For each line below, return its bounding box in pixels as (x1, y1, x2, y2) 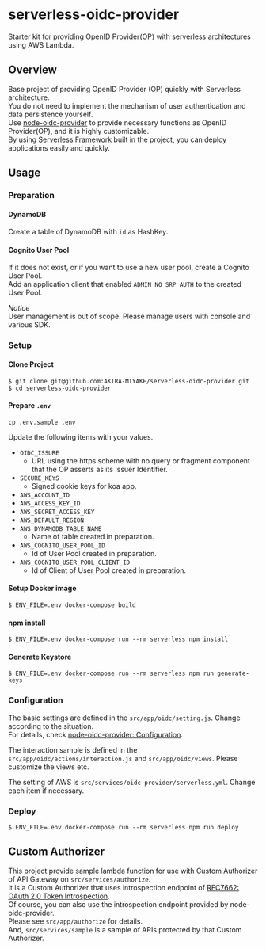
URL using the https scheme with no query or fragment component (31, 455, 251, 465)
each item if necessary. (8, 786, 85, 795)
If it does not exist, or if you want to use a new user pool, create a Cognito (8, 263, 249, 273)
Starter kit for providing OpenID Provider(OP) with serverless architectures (8, 32, 251, 41)
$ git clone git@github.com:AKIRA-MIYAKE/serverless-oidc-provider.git (8, 377, 249, 385)
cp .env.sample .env (8, 418, 77, 426)
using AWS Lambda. (8, 40, 74, 49)
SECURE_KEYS (19, 474, 59, 482)
